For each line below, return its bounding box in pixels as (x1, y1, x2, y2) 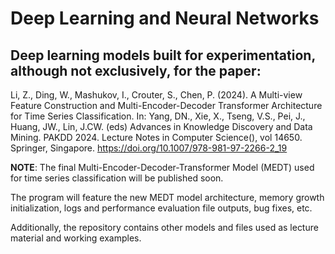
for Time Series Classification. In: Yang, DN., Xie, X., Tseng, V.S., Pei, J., (10, 110, 306, 122)
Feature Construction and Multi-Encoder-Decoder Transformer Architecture (10, 100, 323, 111)
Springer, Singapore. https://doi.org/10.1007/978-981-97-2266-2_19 (10, 142, 288, 154)
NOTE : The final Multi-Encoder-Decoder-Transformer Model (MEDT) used (10, 162, 315, 173)
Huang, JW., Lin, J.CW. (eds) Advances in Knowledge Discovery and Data (10, 121, 313, 132)
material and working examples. (10, 232, 142, 244)
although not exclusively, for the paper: (10, 62, 262, 79)
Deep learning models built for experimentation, (10, 47, 316, 64)
